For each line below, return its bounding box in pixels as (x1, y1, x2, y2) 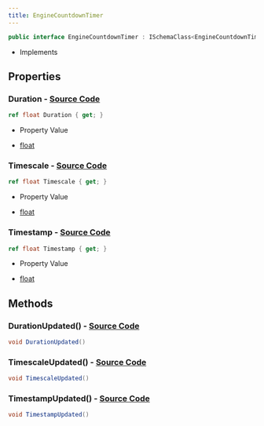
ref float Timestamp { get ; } (8, 245, 108, 253)
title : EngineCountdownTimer (8, 11, 104, 20)
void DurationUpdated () (8, 338, 86, 346)
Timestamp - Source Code (8, 227, 112, 238)
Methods (8, 297, 53, 310)
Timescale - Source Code (8, 160, 108, 171)
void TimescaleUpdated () (8, 374, 90, 383)
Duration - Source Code (8, 93, 101, 104)
